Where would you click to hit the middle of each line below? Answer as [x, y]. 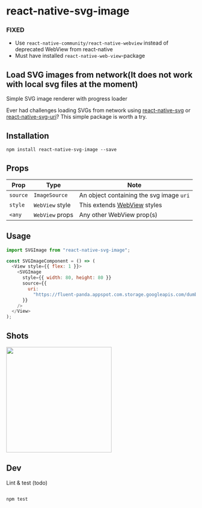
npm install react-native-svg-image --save [62, 150]
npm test [17, 499]
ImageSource [51, 195]
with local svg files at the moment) [72, 84]
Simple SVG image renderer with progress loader [67, 99]
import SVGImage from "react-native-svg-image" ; [68, 250]
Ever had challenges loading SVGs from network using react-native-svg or [98, 110]
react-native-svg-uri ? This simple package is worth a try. [77, 117]
